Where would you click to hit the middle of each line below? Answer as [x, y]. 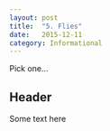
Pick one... [29, 69]
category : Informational [56, 43]
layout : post [34, 18]
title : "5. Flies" [46, 26]
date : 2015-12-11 [46, 34]
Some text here [38, 119]
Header [31, 97]
